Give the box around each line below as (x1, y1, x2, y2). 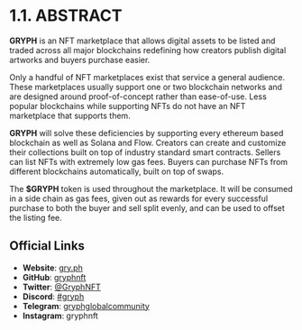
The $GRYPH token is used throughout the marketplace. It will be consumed (9, 183, 293, 194)
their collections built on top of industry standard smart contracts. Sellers (9, 146, 281, 158)
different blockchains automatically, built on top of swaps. (9, 166, 224, 177)
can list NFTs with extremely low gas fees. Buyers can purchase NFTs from (9, 156, 288, 167)
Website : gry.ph (22, 262, 83, 273)
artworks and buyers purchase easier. (9, 54, 151, 65)
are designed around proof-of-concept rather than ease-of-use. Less (9, 91, 268, 102)
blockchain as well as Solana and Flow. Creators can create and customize (9, 137, 287, 148)
